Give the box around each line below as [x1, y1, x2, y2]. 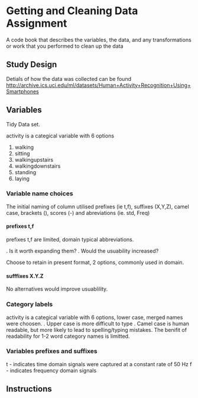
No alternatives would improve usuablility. [6, 285, 108, 293]
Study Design [6, 60, 57, 70]
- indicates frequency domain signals [6, 367, 97, 374]
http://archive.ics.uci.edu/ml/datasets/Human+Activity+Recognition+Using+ [6, 81, 191, 89]
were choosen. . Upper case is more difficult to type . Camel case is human [6, 320, 189, 327]
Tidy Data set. [6, 120, 40, 128]
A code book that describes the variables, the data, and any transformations [6, 36, 192, 43]
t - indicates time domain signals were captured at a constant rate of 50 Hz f [6, 360, 192, 367]
